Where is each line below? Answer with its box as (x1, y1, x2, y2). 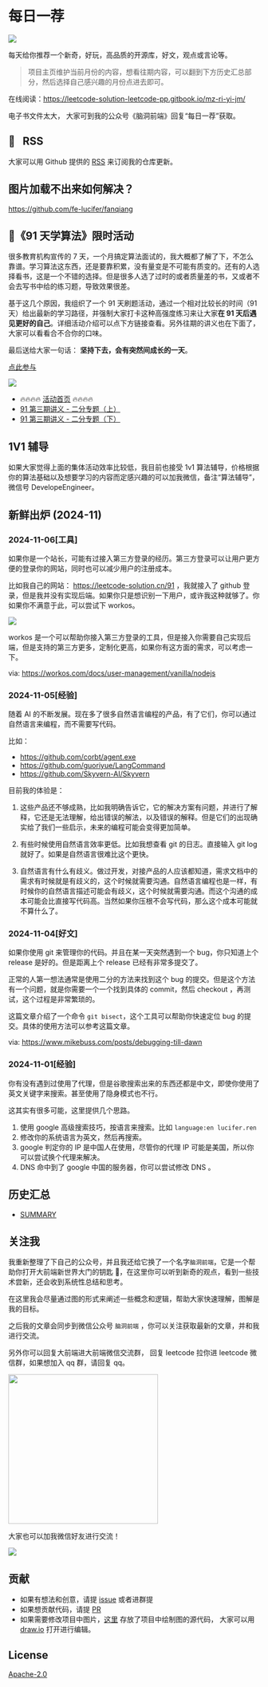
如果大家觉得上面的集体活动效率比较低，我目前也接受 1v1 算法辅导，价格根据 (8, 463, 260, 472)
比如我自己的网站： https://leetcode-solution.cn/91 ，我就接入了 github (8, 580, 242, 590)
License (8, 1648, 49, 1661)
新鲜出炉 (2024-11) (8, 508, 102, 522)
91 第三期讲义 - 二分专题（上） (19, 404, 121, 414)
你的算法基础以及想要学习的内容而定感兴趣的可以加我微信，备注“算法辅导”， (8, 472, 259, 483)
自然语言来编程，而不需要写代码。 (8, 719, 120, 729)
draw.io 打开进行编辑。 (19, 1625, 96, 1634)
